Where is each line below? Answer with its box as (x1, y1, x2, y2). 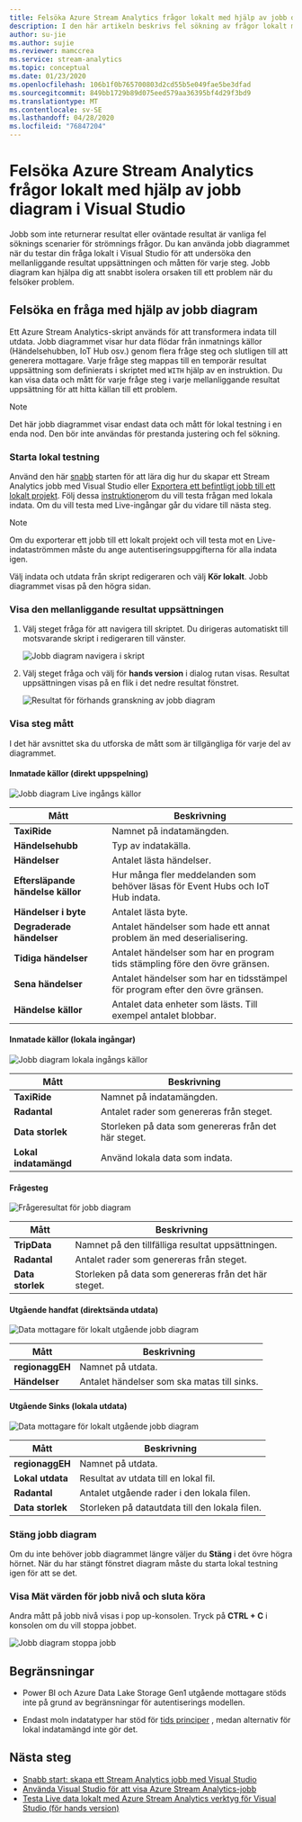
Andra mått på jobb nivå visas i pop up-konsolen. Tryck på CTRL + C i (9, 1611, 268, 1621)
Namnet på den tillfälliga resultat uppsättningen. (75, 1239, 278, 1252)
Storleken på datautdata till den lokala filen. (79, 1501, 262, 1513)
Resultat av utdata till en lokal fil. (79, 1472, 216, 1485)
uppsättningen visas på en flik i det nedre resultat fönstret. (22, 678, 240, 688)
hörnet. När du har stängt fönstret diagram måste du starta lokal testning (9, 1557, 279, 1568)
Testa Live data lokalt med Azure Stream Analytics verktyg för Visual (22, 1792, 277, 1804)
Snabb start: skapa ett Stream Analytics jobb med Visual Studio (22, 1773, 258, 1784)
